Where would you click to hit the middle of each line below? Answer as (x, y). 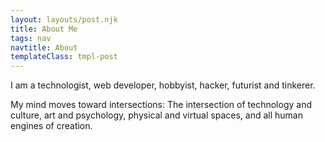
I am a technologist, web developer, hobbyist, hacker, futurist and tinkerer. (163, 85)
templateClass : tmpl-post (64, 57)
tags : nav (31, 38)
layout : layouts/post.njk (64, 19)
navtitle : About (44, 47)
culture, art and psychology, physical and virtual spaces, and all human (156, 115)
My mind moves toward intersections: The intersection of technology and (161, 105)
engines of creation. (51, 126)
